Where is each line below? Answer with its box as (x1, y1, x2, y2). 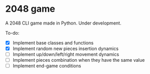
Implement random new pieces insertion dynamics (12, 45, 118, 52)
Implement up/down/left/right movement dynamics (12, 52, 119, 58)
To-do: (5, 30, 19, 36)
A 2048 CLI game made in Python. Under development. (5, 20, 122, 26)
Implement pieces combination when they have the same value (12, 57, 145, 63)
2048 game (5, 3, 55, 15)
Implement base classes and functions (12, 39, 94, 46)
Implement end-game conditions (12, 63, 81, 69)
